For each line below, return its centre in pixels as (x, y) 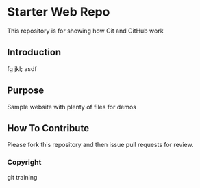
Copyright (24, 163)
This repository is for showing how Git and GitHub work (85, 31)
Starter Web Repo (59, 12)
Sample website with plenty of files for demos (72, 107)
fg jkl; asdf (22, 68)
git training (22, 177)
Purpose (26, 91)
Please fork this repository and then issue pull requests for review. (100, 145)
